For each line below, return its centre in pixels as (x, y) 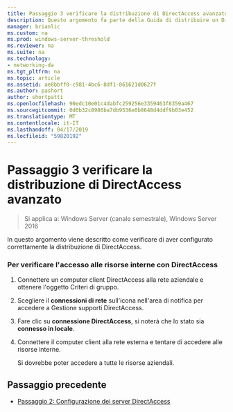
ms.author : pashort (35, 91)
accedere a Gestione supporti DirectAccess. (80, 308)
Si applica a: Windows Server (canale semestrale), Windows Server (120, 219)
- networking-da (31, 65)
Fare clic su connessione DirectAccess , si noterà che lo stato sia (111, 321)
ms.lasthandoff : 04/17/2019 (48, 129)
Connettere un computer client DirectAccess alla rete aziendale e (110, 280)
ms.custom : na (28, 33)
